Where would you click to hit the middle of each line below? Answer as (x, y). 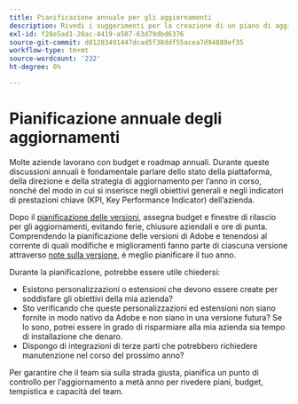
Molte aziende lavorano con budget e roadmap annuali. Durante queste (139, 162)
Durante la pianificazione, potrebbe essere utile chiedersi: (115, 272)
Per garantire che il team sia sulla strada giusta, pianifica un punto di (134, 372)
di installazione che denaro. (72, 336)
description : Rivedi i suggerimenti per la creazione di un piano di (141, 26)
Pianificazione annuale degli (116, 119)
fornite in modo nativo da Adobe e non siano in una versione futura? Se (152, 317)
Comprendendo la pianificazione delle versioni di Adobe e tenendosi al (138, 235)
